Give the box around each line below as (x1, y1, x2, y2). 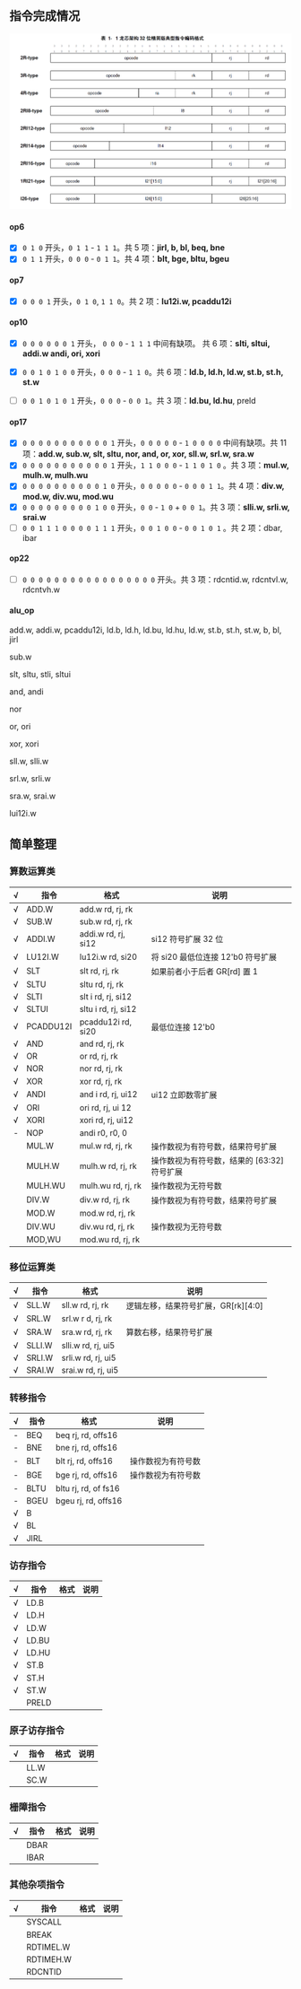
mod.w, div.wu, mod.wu (21, 491, 114, 502)
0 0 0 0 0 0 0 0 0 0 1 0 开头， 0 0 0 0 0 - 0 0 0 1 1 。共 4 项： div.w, (21, 481, 285, 492)
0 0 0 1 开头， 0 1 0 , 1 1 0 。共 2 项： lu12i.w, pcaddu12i (21, 295, 232, 307)
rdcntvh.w (21, 584, 61, 595)
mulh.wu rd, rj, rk (79, 1180, 142, 1191)
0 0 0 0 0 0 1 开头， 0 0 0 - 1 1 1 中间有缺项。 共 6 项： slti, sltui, (21, 337, 271, 348)
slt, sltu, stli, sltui (9, 669, 72, 680)
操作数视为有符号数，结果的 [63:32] (150, 1156, 285, 1166)
